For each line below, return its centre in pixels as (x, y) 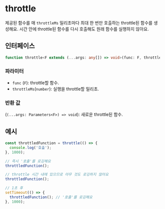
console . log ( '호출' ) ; (30, 148)
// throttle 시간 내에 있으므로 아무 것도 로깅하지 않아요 (57, 175)
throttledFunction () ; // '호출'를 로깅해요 (51, 197)
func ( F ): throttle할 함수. (36, 83)
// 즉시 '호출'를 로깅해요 (28, 161)
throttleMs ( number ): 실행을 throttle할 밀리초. (55, 89)
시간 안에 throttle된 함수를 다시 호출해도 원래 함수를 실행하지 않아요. (84, 29)
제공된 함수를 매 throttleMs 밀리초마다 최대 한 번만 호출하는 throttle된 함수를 (79, 23)
